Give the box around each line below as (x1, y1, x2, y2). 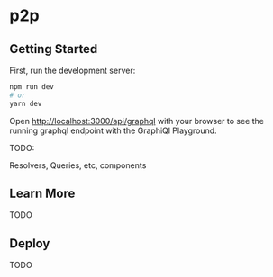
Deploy (9, 236, 50, 251)
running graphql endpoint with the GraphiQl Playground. (9, 125, 218, 136)
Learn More (9, 186, 76, 201)
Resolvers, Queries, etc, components (9, 159, 147, 171)
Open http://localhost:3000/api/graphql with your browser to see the (9, 115, 264, 126)
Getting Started (9, 41, 98, 57)
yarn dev (9, 99, 42, 108)
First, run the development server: (9, 65, 136, 76)
